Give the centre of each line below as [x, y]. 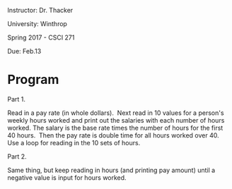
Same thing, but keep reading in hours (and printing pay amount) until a [111, 170]
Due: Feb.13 [24, 51]
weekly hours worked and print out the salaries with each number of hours [116, 120]
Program [33, 80]
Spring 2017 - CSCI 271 [41, 37]
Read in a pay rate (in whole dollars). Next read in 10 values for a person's [116, 113]
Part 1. [17, 99]
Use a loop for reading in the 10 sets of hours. [74, 142]
